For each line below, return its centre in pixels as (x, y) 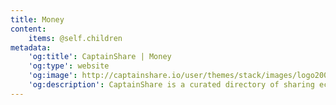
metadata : (31, 47)
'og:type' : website (69, 66)
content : (28, 29)
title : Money (37, 19)
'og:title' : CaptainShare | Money (100, 57)
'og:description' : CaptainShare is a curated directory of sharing (171, 85)
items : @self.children (75, 38)
